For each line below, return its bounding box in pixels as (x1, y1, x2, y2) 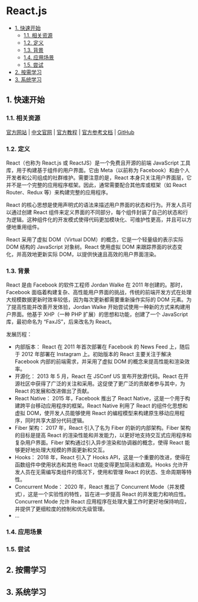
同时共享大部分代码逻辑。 (25, 417, 87, 424)
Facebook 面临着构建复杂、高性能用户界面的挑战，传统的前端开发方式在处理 (6, 289, 192, 296)
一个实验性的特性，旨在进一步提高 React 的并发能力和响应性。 (38, 491, 190, 498)
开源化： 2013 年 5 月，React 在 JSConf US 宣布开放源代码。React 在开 (14, 373, 189, 380)
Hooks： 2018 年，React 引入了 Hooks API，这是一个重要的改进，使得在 (14, 454, 190, 461)
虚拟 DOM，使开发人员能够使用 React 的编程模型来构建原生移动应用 (14, 410, 180, 417)
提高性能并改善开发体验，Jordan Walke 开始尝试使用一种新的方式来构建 (11, 304, 186, 311)
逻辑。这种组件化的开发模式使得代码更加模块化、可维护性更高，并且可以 (11, 216, 187, 223)
